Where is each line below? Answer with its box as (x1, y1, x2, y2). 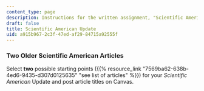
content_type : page (6, 8, 56, 15)
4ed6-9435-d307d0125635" (6, 72, 78, 79)
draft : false (6, 20, 39, 26)
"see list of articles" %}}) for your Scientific (78, 72, 188, 79)
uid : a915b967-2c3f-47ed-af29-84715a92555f (6, 32, 118, 38)
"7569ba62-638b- (142, 65, 189, 73)
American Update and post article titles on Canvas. (6, 78, 134, 86)
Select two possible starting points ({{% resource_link (6, 65, 141, 73)
